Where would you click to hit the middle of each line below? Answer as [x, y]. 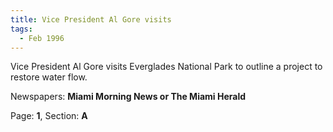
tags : [21, 29]
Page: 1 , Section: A [49, 116]
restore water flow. [49, 77]
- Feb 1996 [42, 38]
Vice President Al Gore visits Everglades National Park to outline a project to [166, 67]
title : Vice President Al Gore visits [91, 19]
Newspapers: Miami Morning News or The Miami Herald [128, 97]
